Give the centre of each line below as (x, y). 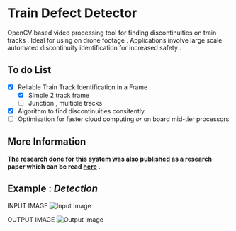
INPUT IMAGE (28, 205)
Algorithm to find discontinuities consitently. (82, 111)
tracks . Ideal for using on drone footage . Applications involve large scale (115, 40)
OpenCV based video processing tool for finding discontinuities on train (112, 33)
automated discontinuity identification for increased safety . (95, 47)
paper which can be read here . (54, 166)
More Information (47, 142)
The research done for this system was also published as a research (110, 159)
